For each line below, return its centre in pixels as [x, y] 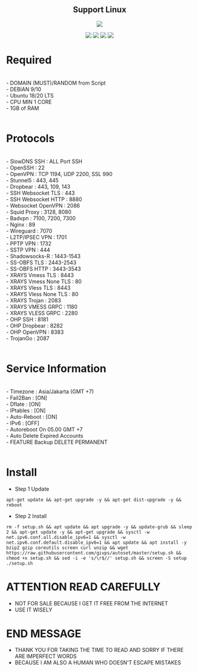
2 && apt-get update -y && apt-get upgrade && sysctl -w [78, 532]
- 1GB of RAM [23, 108]
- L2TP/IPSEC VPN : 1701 [36, 237]
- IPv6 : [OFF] [23, 423]
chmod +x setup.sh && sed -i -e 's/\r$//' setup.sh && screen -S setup [96, 558]
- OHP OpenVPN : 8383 [35, 332]
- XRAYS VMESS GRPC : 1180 [42, 306]
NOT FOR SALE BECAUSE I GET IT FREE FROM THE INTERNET [91, 603]
